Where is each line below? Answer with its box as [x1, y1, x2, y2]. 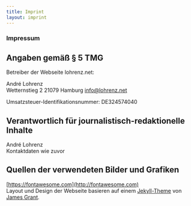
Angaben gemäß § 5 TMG [6, 52, 104, 63]
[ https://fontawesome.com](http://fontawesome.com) [6, 181, 139, 188]
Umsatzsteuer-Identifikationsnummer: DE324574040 [6, 98, 138, 106]
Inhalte [6, 125, 33, 135]
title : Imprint [6, 8, 44, 15]
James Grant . [6, 193, 40, 201]
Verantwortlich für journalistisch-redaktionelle [6, 115, 185, 126]
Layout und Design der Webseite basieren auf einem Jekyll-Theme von [6, 187, 182, 194]
